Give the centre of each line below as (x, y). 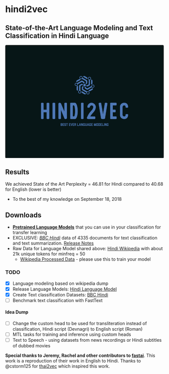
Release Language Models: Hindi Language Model (65, 289)
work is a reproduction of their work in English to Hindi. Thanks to (73, 361)
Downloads (23, 215)
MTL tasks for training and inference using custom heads (72, 334)
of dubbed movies (31, 346)
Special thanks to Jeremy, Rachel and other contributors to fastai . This (80, 355)
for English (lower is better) (33, 189)
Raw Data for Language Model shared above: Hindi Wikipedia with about (88, 249)
